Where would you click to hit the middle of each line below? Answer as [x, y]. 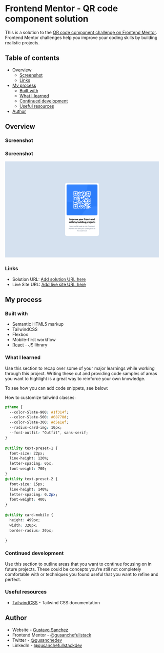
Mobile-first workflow [34, 340]
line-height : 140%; [29, 489]
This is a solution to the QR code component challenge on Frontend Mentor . [81, 32]
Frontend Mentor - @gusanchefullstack [52, 635]
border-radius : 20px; [31, 530]
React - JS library [30, 345]
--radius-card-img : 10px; [36, 428]
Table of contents [32, 58]
